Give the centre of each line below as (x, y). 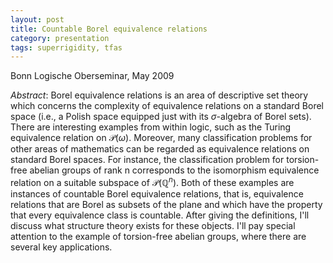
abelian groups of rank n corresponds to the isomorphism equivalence (174, 170)
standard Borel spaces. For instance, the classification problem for (147, 160)
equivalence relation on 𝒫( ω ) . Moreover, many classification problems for (161, 138)
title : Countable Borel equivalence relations (109, 29)
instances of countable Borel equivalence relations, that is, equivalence (157, 193)
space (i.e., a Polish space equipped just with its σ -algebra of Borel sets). (161, 117)
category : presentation (60, 38)
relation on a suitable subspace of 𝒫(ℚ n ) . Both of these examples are (152, 181)
